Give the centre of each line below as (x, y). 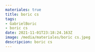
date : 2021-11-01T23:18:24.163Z (39, 33)
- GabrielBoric (21, 24)
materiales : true (23, 10)
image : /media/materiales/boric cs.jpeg (48, 38)
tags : (11, 19)
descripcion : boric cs (29, 42)
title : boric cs (22, 14)
